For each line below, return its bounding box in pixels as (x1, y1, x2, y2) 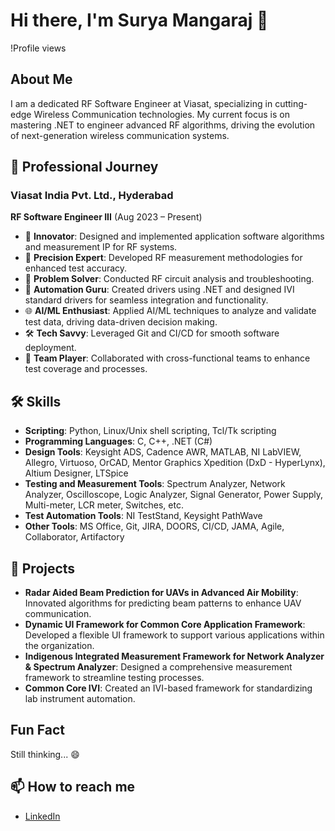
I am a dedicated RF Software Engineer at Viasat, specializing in (10, 97, 273, 109)
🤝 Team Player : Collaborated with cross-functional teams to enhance (24, 352, 311, 364)
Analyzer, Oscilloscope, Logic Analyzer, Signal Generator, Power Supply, (24, 489, 324, 501)
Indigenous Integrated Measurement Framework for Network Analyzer (24, 650, 325, 663)
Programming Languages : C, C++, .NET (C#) (24, 435, 213, 448)
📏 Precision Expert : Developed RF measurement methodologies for (24, 252, 303, 264)
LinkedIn (24, 810, 61, 822)
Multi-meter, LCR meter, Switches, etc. (24, 499, 184, 511)
